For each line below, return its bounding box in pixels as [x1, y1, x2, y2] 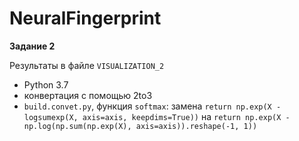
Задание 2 [9, 40, 56, 52]
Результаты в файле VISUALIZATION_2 [9, 59, 165, 71]
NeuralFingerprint [9, 7, 162, 30]
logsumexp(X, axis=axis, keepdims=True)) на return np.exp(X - [23, 110, 291, 122]
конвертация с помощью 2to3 [23, 89, 153, 101]
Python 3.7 [23, 78, 69, 91]
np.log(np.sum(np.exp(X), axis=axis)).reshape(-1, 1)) [23, 121, 258, 131]
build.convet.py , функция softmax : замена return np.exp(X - [23, 100, 282, 112]
